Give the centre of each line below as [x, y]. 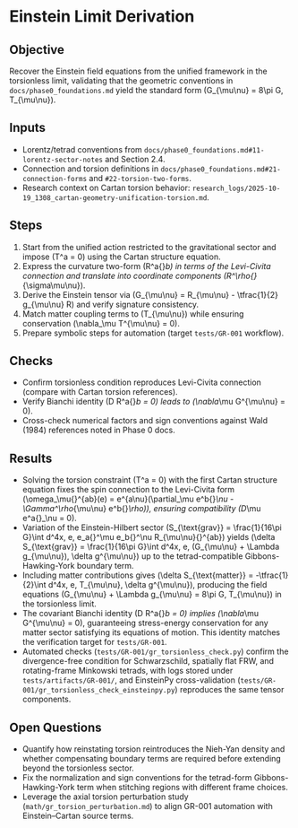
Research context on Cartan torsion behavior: [106, 187]
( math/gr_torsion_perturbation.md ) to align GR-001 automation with [147, 806]
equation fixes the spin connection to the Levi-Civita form [128, 490]
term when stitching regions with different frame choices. [183, 788]
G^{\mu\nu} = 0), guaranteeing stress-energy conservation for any [145, 623]
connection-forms [55, 179]
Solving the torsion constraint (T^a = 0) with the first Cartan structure [149, 480]
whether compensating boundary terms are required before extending [152, 759]
